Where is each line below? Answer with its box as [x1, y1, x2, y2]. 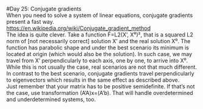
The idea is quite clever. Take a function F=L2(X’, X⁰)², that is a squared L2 [6, 31, 193, 38]
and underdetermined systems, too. [6, 96, 96, 103]
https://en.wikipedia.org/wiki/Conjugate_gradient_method [6, 24, 151, 32]
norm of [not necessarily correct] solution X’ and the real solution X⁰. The [6, 38, 191, 44]
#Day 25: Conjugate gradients [6, 5, 82, 12]
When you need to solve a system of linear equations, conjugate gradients [6, 12, 193, 19]
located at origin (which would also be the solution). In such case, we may [6, 51, 193, 57]
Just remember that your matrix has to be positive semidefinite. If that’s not [6, 83, 195, 90]
